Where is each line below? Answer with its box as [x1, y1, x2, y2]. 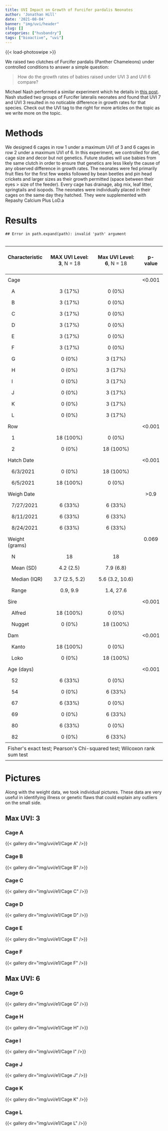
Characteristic [7, 253, 42, 260]
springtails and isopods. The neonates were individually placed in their [5, 186, 150, 193]
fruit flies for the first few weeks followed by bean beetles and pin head [5, 171, 152, 177]
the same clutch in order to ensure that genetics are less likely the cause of [5, 160, 160, 166]
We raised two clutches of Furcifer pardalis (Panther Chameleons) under [5, 59, 154, 65]
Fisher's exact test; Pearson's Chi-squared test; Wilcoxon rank [7, 744, 155, 751]
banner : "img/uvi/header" [5, 21, 59, 27]
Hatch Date [7, 457, 34, 464]
